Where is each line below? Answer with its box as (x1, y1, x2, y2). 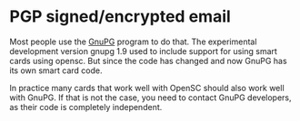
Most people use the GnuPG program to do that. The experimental (9, 36, 257, 47)
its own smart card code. (9, 65, 103, 76)
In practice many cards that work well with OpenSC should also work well (9, 82, 285, 93)
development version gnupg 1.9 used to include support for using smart (9, 45, 277, 56)
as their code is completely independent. (9, 101, 163, 112)
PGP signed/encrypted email (9, 6, 232, 27)
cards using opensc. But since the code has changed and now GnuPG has (9, 55, 288, 66)
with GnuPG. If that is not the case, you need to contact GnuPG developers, (9, 92, 293, 103)
